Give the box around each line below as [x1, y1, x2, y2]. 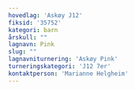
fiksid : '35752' [8, 19, 62, 27]
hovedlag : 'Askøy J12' [8, 11, 83, 20]
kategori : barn [8, 26, 58, 34]
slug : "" [8, 48, 37, 56]
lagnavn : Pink [8, 41, 55, 49]
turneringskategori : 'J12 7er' [8, 63, 111, 70]
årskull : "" [8, 33, 47, 41]
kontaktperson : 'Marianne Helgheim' [8, 70, 129, 77]
